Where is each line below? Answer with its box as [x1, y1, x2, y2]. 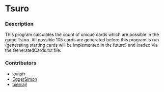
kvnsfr [12, 71, 26, 77]
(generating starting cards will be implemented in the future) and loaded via [5, 42, 158, 48]
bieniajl [12, 81, 27, 87]
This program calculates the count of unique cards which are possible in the [5, 31, 159, 37]
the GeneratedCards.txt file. [5, 47, 61, 53]
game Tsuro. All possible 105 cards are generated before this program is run [5, 37, 159, 43]
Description [5, 21, 34, 28]
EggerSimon [12, 76, 38, 82]
